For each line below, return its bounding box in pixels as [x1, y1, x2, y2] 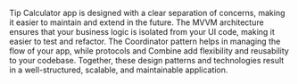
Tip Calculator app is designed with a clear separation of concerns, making [9, 8, 286, 18]
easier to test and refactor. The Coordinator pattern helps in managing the [9, 36, 281, 46]
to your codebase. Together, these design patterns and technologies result [9, 55, 285, 65]
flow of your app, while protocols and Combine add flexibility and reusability [9, 46, 290, 56]
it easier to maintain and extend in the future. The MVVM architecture [9, 17, 265, 28]
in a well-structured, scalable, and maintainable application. [9, 64, 228, 75]
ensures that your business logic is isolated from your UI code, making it [9, 27, 275, 37]
